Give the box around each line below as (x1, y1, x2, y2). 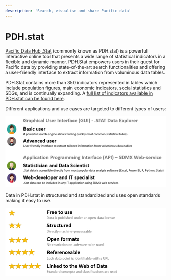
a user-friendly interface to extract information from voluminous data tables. (5, 69, 165, 75)
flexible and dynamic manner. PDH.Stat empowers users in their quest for (5, 59, 160, 65)
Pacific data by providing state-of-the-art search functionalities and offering (5, 64, 165, 70)
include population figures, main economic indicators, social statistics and (5, 85, 161, 91)
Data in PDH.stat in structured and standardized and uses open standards (5, 192, 160, 198)
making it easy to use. (5, 198, 52, 203)
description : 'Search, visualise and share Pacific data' (5, 8, 131, 13)
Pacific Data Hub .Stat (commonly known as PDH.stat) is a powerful (5, 47, 148, 54)
